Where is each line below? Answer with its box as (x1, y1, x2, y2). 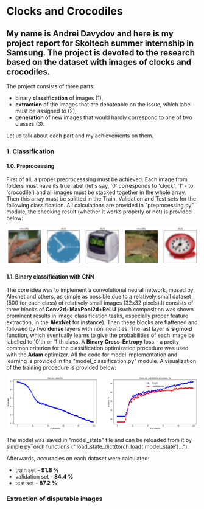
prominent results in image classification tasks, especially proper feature (6, 312, 189, 320)
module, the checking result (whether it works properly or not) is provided (6, 208, 192, 215)
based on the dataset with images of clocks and (6, 57, 192, 68)
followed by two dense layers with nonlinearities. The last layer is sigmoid (6, 325, 192, 333)
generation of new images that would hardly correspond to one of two (15, 114, 193, 121)
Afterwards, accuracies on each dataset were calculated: (6, 455, 150, 462)
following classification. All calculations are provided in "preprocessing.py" (6, 202, 194, 209)
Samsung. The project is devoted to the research (6, 47, 195, 58)
